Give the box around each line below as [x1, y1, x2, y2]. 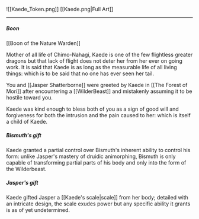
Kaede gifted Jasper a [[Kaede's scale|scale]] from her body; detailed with [6, 194, 188, 201]
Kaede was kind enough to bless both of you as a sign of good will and [6, 105, 179, 112]
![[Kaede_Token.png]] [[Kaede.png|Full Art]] [6, 6, 114, 12]
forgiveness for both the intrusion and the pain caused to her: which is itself [6, 111, 191, 118]
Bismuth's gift [6, 131, 41, 139]
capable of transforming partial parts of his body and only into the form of [6, 159, 187, 166]
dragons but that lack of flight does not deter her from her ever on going [6, 57, 182, 65]
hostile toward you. [6, 94, 53, 101]
